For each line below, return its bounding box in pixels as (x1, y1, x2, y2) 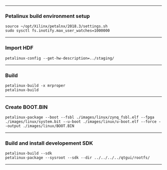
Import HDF (5, 44, 34, 51)
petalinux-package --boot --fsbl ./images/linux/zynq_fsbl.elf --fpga (5, 115, 155, 120)
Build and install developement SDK (5, 140, 93, 147)
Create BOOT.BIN (5, 103, 48, 110)
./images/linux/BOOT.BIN (23, 124, 75, 129)
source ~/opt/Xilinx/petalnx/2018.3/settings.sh (5, 24, 108, 29)
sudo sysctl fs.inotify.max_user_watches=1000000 (5, 28, 110, 33)
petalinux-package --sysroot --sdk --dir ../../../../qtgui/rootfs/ (5, 155, 150, 161)
